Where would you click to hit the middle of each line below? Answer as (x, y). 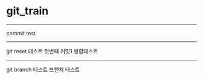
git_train (27, 11)
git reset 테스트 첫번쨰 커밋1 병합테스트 (52, 51)
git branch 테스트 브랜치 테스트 (43, 69)
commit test (21, 33)
